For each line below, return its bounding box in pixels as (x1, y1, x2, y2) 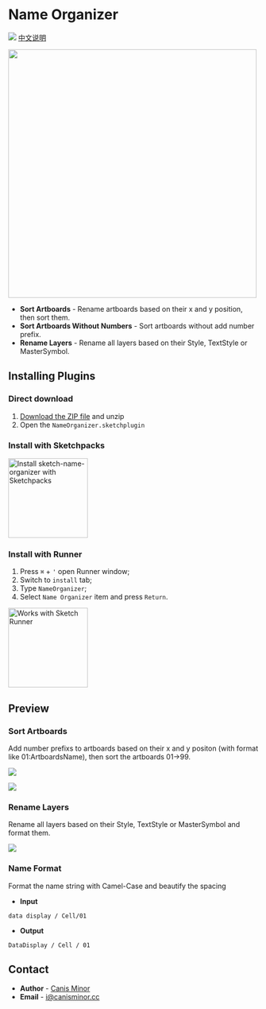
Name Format (8, 863, 62, 874)
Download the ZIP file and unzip (19, 411, 125, 421)
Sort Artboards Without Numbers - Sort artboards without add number (19, 320, 255, 331)
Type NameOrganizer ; (19, 584, 87, 593)
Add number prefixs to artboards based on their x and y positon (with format (8, 743, 259, 753)
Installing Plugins (8, 370, 96, 383)
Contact (8, 962, 49, 976)
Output (19, 926, 44, 935)
